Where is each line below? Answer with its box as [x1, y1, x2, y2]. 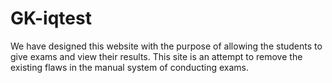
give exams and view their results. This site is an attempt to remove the [10, 50, 303, 62]
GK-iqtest [10, 7, 92, 30]
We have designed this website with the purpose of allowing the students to [10, 40, 323, 52]
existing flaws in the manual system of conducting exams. [10, 61, 249, 73]
